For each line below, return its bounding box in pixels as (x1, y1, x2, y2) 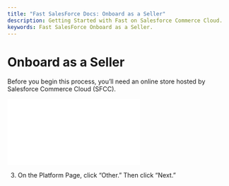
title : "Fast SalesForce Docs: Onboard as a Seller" (7, 10, 166, 18)
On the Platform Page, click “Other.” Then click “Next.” (17, 171, 177, 180)
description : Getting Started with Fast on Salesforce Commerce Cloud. (7, 17, 223, 24)
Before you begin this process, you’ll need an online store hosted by (7, 77, 206, 86)
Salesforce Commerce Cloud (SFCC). (7, 85, 117, 93)
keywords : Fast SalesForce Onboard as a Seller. (7, 23, 153, 30)
